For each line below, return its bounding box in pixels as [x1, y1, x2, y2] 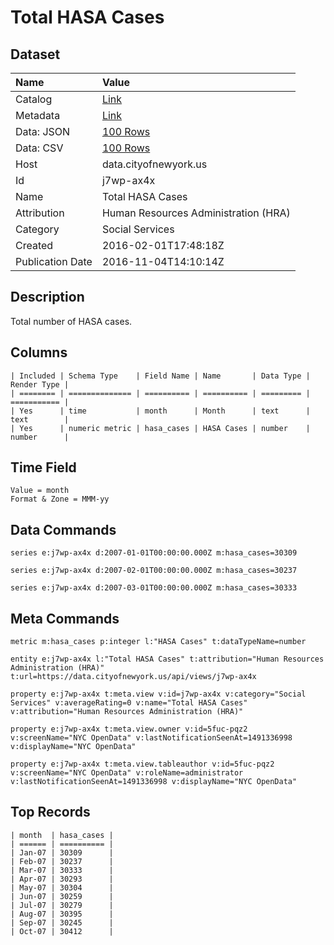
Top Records [10, 804, 91, 821]
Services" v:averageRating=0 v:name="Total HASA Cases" [10, 698, 248, 708]
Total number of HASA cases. [10, 315, 133, 327]
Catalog [15, 92, 53, 106]
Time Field [10, 459, 77, 476]
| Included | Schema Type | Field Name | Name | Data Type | [10, 371, 311, 381]
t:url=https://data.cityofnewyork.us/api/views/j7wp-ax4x [10, 672, 257, 682]
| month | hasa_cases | [10, 830, 114, 840]
